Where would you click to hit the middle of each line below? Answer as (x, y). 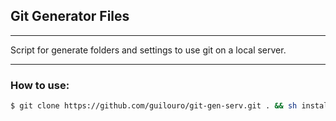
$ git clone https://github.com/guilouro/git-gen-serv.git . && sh (154, 106)
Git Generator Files (70, 16)
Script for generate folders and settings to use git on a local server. (148, 50)
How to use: (40, 85)
